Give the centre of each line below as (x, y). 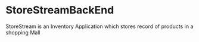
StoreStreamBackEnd (60, 10)
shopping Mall (23, 32)
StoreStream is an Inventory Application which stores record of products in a (99, 26)
